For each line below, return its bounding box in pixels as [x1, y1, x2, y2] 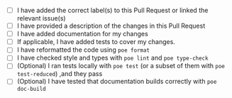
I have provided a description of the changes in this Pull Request [16, 21, 206, 31]
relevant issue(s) [16, 14, 66, 23]
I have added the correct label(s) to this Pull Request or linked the [16, 6, 209, 14]
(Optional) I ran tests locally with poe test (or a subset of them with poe [16, 62, 225, 70]
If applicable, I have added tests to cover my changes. [16, 38, 175, 46]
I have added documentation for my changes [16, 30, 148, 38]
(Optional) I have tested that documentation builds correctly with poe [16, 77, 217, 86]
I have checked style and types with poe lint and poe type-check [16, 53, 209, 62]
